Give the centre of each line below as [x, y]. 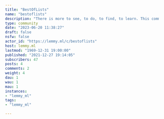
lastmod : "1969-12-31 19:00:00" [38, 50]
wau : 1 [12, 82]
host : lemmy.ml [20, 46]
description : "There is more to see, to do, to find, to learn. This [77, 19]
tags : [10, 100]
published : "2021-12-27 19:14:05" [40, 55]
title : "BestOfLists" [27, 10]
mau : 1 [12, 87]
